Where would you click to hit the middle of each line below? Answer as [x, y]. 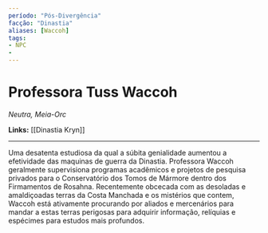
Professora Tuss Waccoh [93, 92]
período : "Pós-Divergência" [55, 16]
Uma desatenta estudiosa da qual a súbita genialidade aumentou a [118, 152]
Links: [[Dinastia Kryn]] [47, 129]
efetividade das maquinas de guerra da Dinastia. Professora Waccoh [121, 161]
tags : [17, 38]
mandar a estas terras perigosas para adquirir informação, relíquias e [122, 211]
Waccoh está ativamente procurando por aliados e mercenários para [121, 203]
